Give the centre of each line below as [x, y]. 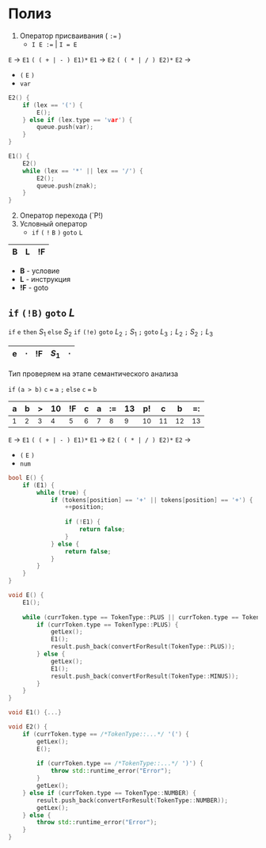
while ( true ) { [62, 492]
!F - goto [34, 288]
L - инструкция [45, 279]
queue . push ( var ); [65, 127]
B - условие [40, 271]
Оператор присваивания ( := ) [70, 36]
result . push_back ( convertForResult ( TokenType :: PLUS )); [143, 647]
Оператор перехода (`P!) [61, 215]
